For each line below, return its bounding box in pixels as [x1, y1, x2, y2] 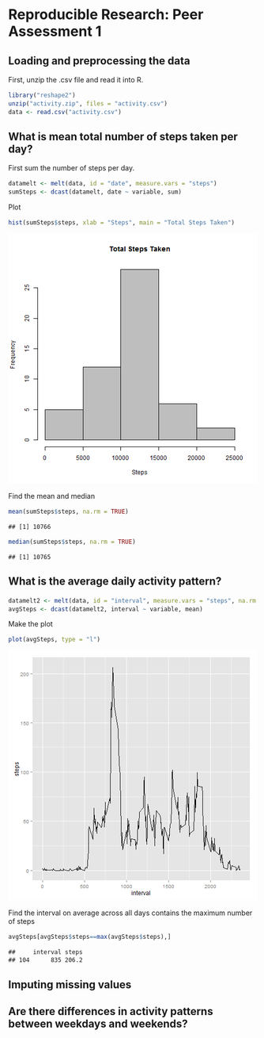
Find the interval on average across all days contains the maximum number [8, 908, 253, 917]
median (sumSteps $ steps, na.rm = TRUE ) [8, 538, 136, 546]
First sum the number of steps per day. [8, 163, 135, 173]
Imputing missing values [8, 978, 132, 991]
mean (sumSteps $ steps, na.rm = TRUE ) [8, 508, 129, 516]
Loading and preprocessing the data [8, 54, 190, 67]
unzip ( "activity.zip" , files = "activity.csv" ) [8, 99, 168, 108]
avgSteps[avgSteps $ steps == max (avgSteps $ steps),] [8, 933, 172, 941]
